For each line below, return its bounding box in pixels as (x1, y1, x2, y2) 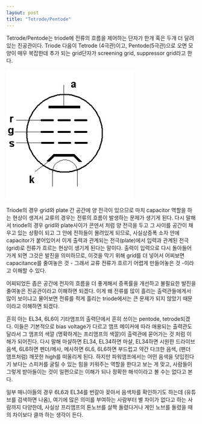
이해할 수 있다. (12, 266, 47, 274)
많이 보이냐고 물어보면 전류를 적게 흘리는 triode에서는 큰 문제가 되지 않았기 (6, 295, 182, 302)
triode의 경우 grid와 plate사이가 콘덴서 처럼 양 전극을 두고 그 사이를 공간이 (12, 221, 188, 229)
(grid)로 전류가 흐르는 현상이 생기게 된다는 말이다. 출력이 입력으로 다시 (6, 244, 171, 251)
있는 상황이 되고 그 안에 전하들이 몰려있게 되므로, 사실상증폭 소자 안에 (17, 229, 180, 236)
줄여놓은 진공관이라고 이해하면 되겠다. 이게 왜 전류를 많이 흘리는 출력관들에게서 (6, 287, 192, 294)
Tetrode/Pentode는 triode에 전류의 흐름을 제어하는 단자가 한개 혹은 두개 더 (6, 34, 183, 42)
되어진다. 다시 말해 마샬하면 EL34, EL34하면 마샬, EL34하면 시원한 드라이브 (17, 338, 195, 345)
